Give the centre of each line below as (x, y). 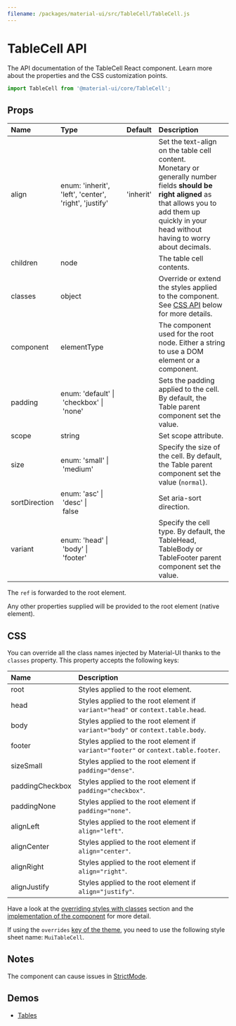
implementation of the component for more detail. (79, 916)
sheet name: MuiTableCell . (46, 938)
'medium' (78, 469)
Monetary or (179, 168)
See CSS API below (190, 305)
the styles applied (188, 287)
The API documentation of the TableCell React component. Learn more (110, 68)
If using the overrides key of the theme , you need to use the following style (116, 930)
